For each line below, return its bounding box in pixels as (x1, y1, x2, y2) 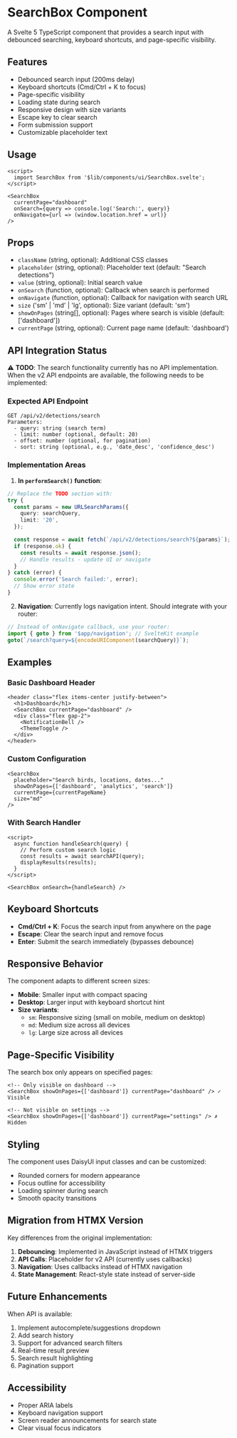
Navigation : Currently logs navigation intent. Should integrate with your (17, 601, 228, 610)
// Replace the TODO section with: (7, 490, 113, 497)
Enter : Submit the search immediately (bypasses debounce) (17, 937, 194, 946)
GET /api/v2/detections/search (7, 413, 100, 420)
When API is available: (7, 1309, 73, 1318)
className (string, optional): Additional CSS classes (17, 256, 169, 264)
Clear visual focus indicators (17, 1423, 102, 1432)
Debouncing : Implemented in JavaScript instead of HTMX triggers (17, 1247, 214, 1256)
